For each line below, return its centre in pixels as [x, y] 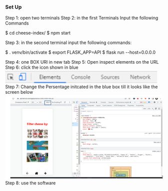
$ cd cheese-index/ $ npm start [38, 33]
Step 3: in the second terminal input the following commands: [68, 43]
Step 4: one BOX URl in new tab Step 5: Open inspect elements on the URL [82, 62]
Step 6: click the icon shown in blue [42, 67]
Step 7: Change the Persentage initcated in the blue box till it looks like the [81, 87]
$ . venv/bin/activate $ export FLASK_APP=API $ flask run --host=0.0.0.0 [80, 52]
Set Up [13, 7]
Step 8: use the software [30, 183]
